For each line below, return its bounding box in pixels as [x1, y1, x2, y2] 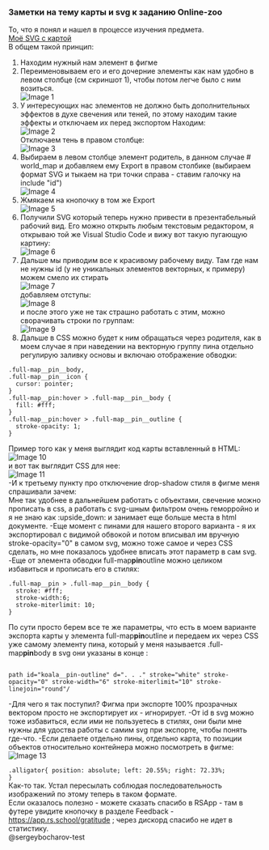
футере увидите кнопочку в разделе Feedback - [8, 806, 174, 816]
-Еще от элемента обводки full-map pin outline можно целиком [8, 555, 223, 565]
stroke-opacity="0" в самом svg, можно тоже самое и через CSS [8, 538, 233, 548]
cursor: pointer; [15, 380, 74, 389]
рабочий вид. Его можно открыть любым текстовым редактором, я [19, 221, 254, 231]
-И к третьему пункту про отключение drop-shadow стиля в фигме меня [8, 478, 260, 488]
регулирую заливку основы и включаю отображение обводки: [19, 351, 237, 360]
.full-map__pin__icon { [8, 373, 89, 381]
